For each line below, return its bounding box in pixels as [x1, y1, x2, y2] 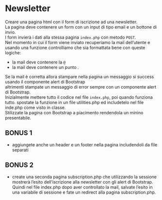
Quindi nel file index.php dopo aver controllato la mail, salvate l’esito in [12, 184, 153, 190]
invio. [5, 29, 16, 35]
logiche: [5, 49, 21, 56]
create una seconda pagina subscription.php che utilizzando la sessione [12, 174, 157, 180]
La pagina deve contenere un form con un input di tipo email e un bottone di [5, 24, 157, 30]
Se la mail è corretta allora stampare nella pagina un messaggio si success [5, 74, 154, 79]
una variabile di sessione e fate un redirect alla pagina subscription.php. [12, 189, 156, 195]
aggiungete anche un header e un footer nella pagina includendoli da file [12, 141, 158, 148]
